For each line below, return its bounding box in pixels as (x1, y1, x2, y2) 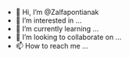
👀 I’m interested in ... (15, 16, 82, 25)
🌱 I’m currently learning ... (15, 24, 99, 33)
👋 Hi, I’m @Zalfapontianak (15, 8, 99, 16)
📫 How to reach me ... (15, 42, 88, 50)
